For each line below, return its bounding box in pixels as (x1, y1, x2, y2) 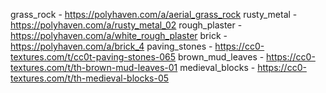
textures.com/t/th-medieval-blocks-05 (10, 72, 170, 84)
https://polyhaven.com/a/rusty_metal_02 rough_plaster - (10, 19, 243, 31)
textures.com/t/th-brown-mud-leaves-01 (10, 62, 178, 73)
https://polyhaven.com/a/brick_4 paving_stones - (10, 40, 213, 52)
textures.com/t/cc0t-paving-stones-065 (10, 51, 177, 63)
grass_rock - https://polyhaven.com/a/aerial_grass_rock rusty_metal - (10, 9, 298, 20)
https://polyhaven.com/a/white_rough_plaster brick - (10, 30, 228, 41)
